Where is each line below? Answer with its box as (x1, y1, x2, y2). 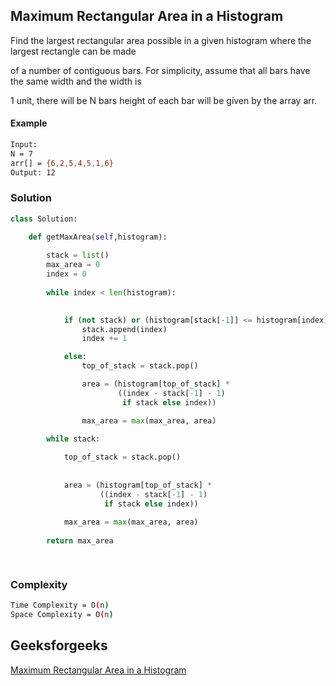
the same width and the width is (10, 75, 142, 87)
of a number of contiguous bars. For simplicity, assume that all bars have (10, 64, 311, 76)
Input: (10, 140, 38, 150)
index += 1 (81, 334, 128, 344)
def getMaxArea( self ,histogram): (28, 232, 168, 242)
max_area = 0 (46, 260, 101, 270)
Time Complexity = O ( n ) (10, 600, 110, 611)
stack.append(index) (81, 324, 168, 334)
